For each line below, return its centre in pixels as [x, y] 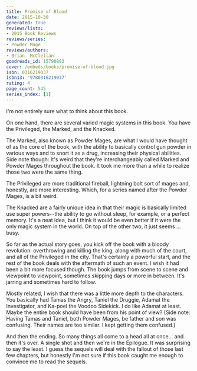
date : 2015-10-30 [27, 17]
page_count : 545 [26, 89]
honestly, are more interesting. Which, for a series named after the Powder [97, 190]
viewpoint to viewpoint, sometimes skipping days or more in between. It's [95, 276]
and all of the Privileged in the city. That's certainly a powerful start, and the [98, 257]
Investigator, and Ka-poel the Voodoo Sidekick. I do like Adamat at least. [94, 306]
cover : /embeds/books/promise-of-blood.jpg [60, 67]
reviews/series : [26, 39]
